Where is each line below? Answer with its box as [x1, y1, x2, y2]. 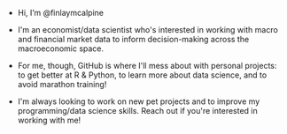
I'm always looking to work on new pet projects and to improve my [17, 96, 260, 107]
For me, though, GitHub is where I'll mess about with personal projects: [17, 61, 277, 71]
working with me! [17, 115, 81, 125]
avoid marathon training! [17, 79, 107, 89]
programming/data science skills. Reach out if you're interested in [17, 106, 259, 115]
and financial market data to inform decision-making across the [17, 34, 250, 44]
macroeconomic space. [17, 43, 105, 54]
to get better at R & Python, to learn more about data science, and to [17, 70, 268, 80]
